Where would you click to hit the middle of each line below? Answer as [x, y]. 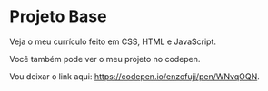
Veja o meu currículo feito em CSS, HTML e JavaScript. [113, 41]
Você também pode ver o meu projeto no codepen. [105, 59]
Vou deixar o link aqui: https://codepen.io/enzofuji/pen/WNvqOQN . [135, 76]
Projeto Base [58, 17]
